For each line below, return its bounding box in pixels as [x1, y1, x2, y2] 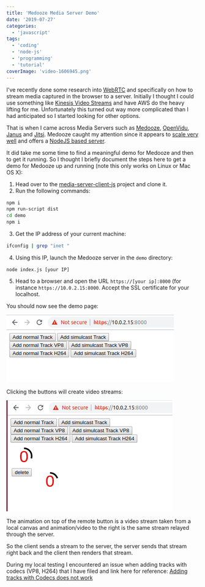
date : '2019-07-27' [6, 16, 56, 23]
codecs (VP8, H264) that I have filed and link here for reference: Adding [6, 567, 188, 575]
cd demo [6, 213, 26, 219]
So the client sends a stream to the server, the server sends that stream [6, 542, 187, 550]
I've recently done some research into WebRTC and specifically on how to [6, 86, 193, 93]
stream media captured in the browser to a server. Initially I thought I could [6, 92, 194, 100]
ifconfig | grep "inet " [6, 243, 70, 249]
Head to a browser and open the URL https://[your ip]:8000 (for [15, 277, 182, 285]
